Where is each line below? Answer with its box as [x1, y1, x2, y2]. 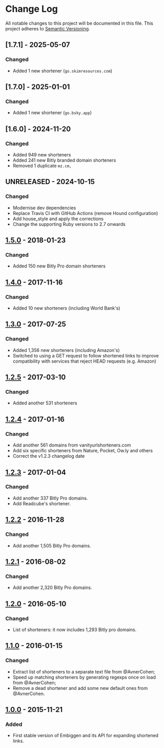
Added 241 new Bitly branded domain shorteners [12, 157, 116, 163]
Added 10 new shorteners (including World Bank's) [12, 305, 120, 311]
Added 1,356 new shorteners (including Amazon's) [12, 347, 120, 353]
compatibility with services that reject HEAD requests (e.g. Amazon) [12, 358, 157, 364]
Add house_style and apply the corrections [12, 216, 104, 222]
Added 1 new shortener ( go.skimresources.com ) [12, 67, 113, 74]
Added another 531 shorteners [12, 400, 77, 406]
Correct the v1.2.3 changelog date [12, 453, 85, 459]
